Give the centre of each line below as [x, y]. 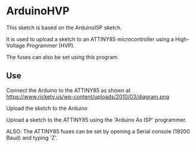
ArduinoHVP [38, 11]
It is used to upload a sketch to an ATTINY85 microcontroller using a [90, 39]
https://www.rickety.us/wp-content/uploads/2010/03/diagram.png [88, 96]
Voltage [16, 45]
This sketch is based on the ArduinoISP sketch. [64, 27]
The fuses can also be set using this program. [63, 57]
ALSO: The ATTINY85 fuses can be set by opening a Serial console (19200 [98, 131]
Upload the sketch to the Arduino [47, 108]
